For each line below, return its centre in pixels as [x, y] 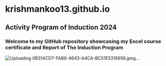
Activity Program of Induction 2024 [61, 27]
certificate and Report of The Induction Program [64, 47]
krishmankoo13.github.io [57, 9]
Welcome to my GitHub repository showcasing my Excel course [83, 41]
